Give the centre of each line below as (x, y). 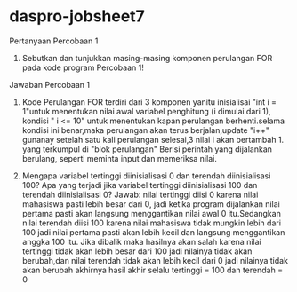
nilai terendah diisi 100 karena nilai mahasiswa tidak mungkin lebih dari (152, 223)
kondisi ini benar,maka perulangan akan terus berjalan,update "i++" (145, 130)
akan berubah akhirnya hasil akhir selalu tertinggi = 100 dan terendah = (152, 270)
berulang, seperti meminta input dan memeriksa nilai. (120, 158)
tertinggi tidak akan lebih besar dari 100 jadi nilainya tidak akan (137, 251)
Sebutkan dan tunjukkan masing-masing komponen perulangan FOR (147, 58)
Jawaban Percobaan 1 (50, 84)
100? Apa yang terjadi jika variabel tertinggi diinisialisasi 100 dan (140, 185)
